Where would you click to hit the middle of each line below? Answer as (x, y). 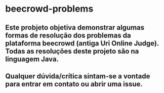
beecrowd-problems (49, 9)
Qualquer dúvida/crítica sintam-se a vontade (78, 76)
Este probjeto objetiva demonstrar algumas (75, 28)
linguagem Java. (32, 59)
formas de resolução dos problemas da (68, 35)
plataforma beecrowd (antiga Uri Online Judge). (82, 43)
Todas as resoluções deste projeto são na (72, 51)
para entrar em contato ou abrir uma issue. (74, 84)
